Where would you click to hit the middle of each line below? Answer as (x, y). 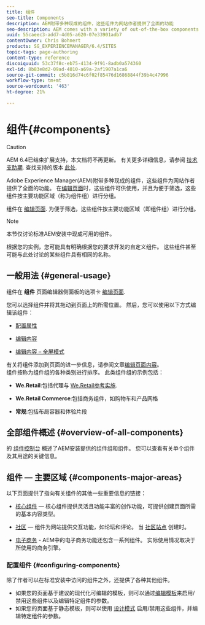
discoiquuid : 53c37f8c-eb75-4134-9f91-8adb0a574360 (74, 63)
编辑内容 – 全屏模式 (40, 351)
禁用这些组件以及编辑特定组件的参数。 (64, 600)
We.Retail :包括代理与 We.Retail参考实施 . (66, 385)
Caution (16, 147)
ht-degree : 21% (26, 92)
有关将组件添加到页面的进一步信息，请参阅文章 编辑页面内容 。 (84, 364)
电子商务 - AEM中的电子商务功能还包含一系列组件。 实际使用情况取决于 (105, 540)
